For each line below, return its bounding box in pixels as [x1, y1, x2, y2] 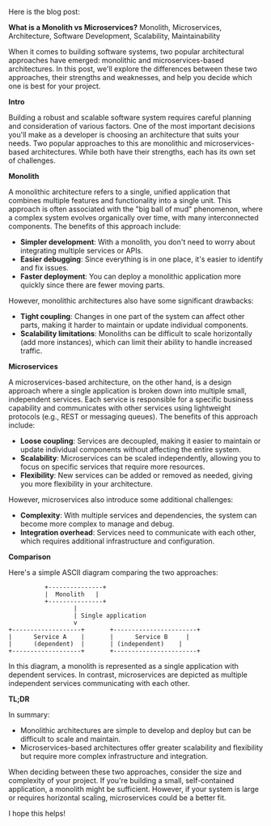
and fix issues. [19, 263, 69, 272]
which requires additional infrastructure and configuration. [19, 536, 215, 546]
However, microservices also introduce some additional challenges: [8, 495, 234, 505]
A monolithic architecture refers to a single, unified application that [8, 187, 231, 197]
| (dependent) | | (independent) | [8, 640, 183, 648]
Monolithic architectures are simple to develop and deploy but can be [19, 726, 252, 735]
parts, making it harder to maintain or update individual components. [19, 320, 248, 330]
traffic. [19, 346, 43, 356]
